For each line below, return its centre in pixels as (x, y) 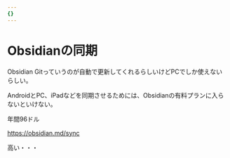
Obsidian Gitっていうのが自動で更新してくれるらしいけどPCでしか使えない (115, 72)
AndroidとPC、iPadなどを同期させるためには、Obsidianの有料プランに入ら (116, 95)
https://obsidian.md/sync (43, 133)
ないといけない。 (32, 104)
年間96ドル (23, 119)
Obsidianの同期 (53, 51)
